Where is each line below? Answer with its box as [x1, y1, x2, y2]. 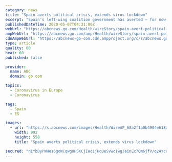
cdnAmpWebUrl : [5, 36, 36, 41]
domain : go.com [10, 74, 42, 79]
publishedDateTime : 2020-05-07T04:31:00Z [5, 21, 95, 27]
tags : [5, 102, 17, 107]
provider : [5, 64, 27, 70]
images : [5, 121, 22, 126]
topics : [5, 83, 22, 88]
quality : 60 [5, 45, 31, 51]
